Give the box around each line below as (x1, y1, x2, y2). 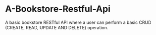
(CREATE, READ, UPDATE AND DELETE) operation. (5, 24, 108, 30)
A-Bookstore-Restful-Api (5, 3, 110, 15)
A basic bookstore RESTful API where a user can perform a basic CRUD (5, 19, 152, 25)
